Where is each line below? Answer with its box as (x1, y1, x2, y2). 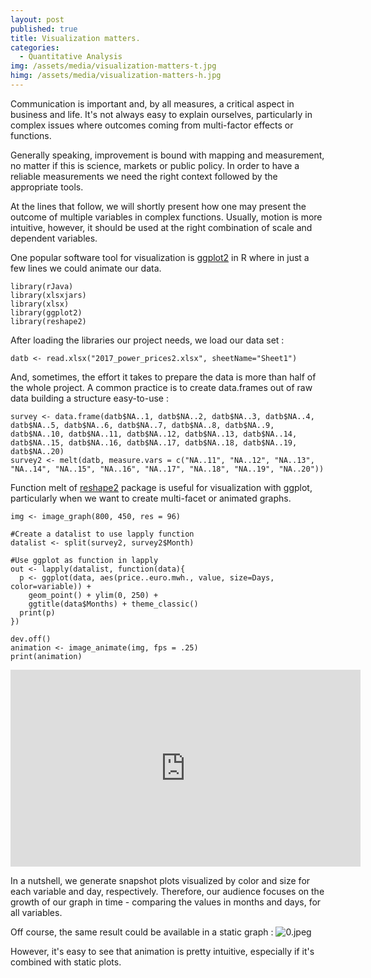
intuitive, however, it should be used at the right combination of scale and (10, 221, 313, 233)
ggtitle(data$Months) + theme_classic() (28, 599, 199, 609)
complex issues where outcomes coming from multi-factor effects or (10, 119, 294, 131)
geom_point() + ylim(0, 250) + (28, 590, 159, 600)
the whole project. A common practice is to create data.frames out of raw (10, 381, 313, 393)
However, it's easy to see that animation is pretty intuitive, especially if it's (10, 945, 315, 957)
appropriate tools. (10, 181, 84, 193)
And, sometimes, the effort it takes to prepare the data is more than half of (10, 371, 317, 383)
